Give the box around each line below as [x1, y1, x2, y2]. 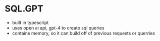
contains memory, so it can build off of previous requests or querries [12, 30, 155, 36]
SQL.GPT [5, 3, 43, 14]
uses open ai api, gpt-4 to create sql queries [12, 24, 104, 30]
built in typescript [12, 19, 49, 25]
